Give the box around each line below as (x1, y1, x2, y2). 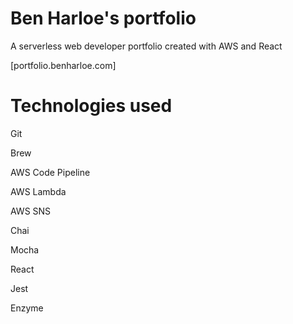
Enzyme (10, 302, 44, 314)
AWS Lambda (10, 185, 67, 197)
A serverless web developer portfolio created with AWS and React (10, 40, 283, 52)
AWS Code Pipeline (10, 166, 91, 178)
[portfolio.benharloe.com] (10, 59, 117, 71)
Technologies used (10, 95, 173, 117)
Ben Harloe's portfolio (10, 7, 197, 30)
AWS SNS (10, 205, 52, 217)
